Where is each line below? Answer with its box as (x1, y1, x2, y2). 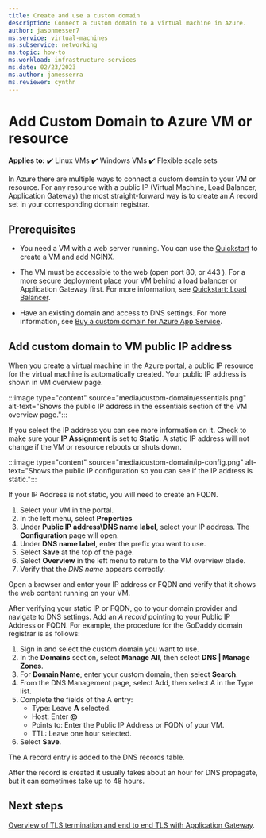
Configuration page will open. (19, 531, 119, 540)
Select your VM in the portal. (19, 505, 114, 515)
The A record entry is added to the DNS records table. (8, 752, 185, 763)
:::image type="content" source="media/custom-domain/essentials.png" (8, 393, 247, 403)
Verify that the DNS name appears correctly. (19, 565, 165, 574)
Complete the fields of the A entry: (19, 695, 133, 705)
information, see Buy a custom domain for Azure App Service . (19, 317, 222, 326)
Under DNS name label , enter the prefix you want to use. (19, 539, 206, 549)
